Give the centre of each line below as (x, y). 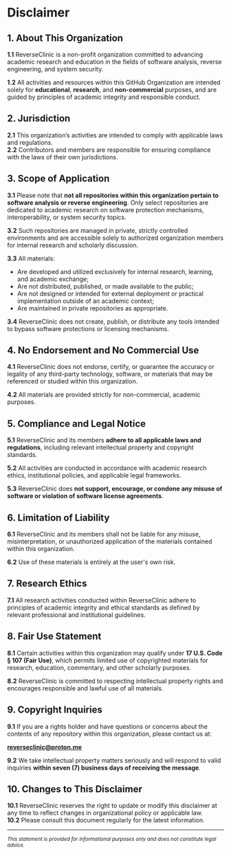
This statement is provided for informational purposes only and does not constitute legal (112, 840)
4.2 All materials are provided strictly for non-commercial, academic (104, 395)
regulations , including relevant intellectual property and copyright (100, 447)
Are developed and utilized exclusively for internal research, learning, (115, 271)
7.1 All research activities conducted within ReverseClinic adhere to (102, 600)
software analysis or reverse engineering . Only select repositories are (108, 202)
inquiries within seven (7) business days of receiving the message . (104, 767)
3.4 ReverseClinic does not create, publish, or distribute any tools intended (113, 322)
